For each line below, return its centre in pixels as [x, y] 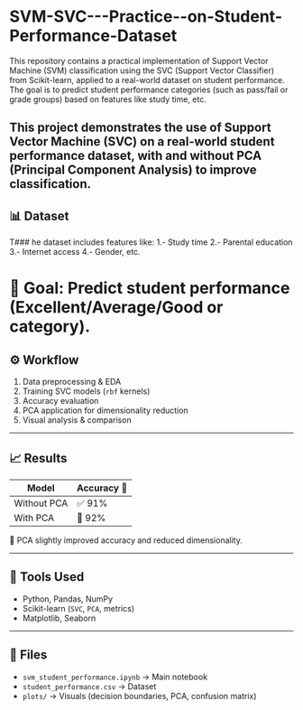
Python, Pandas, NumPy [68, 599]
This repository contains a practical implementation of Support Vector [139, 61]
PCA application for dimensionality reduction [106, 411]
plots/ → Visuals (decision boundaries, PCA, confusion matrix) [139, 696]
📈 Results [38, 458]
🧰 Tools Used [47, 577]
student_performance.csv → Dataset [89, 686]
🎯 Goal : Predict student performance [150, 289]
